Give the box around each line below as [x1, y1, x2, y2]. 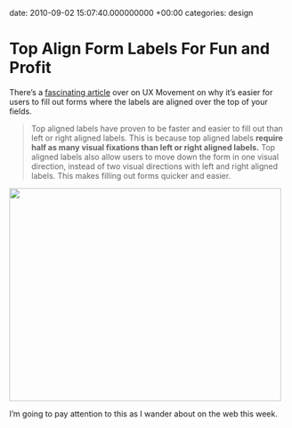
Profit [9, 58, 52, 78]
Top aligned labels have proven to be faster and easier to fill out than [30, 123, 283, 133]
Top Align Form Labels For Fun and [9, 39, 270, 59]
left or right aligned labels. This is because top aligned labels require [30, 133, 283, 143]
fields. [9, 106, 33, 117]
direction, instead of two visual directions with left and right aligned [30, 160, 279, 172]
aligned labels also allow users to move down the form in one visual [30, 151, 279, 162]
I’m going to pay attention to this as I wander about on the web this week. [9, 408, 278, 419]
